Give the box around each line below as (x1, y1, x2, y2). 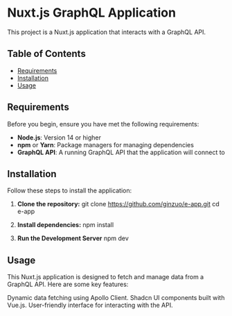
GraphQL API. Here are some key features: (7, 280, 129, 289)
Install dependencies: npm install (17, 221, 114, 229)
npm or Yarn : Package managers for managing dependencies (17, 140, 194, 149)
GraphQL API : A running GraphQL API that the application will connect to (17, 148, 225, 156)
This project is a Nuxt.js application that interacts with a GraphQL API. (7, 28, 206, 36)
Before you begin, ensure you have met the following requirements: (7, 119, 199, 128)
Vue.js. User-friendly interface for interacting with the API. (7, 301, 173, 310)
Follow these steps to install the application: (7, 186, 132, 195)
